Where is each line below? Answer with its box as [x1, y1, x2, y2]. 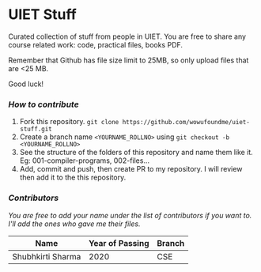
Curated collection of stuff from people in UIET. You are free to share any [8, 32, 247, 41]
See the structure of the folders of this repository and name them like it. [19, 148, 253, 157]
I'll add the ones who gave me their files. [8, 219, 141, 229]
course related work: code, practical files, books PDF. [8, 40, 183, 49]
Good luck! [8, 79, 44, 89]
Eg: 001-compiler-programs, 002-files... [19, 156, 150, 165]
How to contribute [8, 99, 79, 110]
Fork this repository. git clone [19, 117, 119, 127]
